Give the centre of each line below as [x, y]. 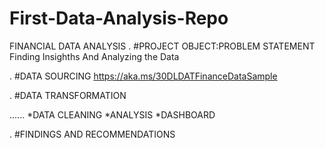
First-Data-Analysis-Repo [119, 18]
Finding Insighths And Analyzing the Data [94, 56]
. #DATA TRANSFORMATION [68, 95]
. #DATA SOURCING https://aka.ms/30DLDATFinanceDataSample [143, 76]
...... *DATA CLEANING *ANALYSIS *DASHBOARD [112, 114]
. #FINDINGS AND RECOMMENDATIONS [92, 134]
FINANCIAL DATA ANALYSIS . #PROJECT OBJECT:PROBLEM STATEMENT [162, 46]
